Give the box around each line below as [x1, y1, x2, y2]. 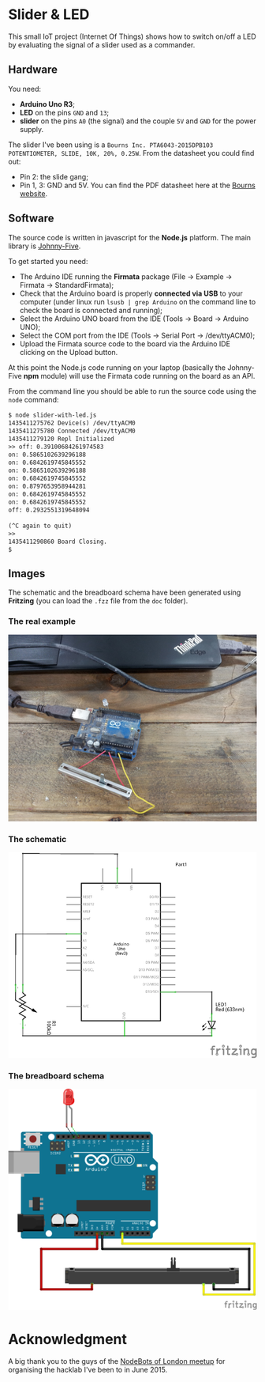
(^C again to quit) [8, 522, 73, 530]
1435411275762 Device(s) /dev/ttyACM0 [8, 419, 136, 427]
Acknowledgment [8, 1330, 128, 1348]
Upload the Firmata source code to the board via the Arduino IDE [19, 338, 231, 349]
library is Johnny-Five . [8, 241, 81, 251]
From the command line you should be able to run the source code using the [8, 386, 256, 396]
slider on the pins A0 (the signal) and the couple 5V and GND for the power [19, 116, 256, 126]
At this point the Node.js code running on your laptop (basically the [8, 362, 226, 372]
